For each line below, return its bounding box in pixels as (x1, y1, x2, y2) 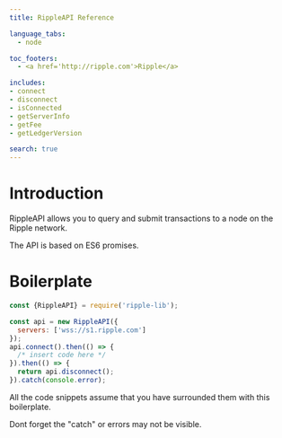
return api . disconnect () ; (17, 367, 115, 377)
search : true (9, 145, 58, 153)
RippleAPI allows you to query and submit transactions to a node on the (9, 213, 274, 224)
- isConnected (9, 103, 63, 112)
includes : (9, 78, 47, 88)
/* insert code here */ (17, 351, 106, 360)
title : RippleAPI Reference (9, 13, 115, 22)
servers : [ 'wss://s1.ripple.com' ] (17, 325, 146, 335)
